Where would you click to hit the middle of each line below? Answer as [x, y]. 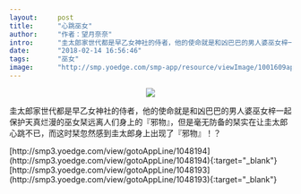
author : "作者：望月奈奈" [61, 34]
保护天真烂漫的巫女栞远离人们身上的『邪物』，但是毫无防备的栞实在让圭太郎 [149, 122]
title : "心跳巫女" [51, 26]
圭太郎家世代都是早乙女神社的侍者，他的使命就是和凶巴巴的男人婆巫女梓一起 [150, 110]
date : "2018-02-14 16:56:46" [76, 51]
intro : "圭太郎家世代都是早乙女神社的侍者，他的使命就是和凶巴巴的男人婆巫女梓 [149, 42]
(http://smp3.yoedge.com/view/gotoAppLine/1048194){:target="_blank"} [143, 160]
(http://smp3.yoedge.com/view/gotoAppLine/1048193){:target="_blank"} [143, 179]
